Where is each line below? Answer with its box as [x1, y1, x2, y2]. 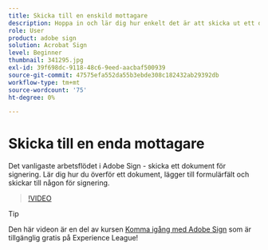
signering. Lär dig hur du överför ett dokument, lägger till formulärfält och [8, 169, 250, 180]
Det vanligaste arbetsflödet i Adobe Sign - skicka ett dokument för [8, 161, 226, 171]
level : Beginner [8, 49, 62, 57]
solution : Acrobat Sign [8, 42, 88, 50]
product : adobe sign [8, 34, 77, 42]
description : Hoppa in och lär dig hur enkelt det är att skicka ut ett [8, 19, 255, 27]
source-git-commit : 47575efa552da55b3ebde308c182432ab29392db [8, 71, 219, 79]
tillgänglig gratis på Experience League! [8, 233, 139, 243]
